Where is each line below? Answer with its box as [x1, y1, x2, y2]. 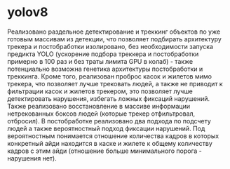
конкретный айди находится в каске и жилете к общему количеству [7, 139, 212, 147]
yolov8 [7, 4, 48, 20]
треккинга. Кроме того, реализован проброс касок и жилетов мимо [7, 72, 212, 81]
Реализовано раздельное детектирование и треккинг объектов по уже [7, 27, 221, 36]
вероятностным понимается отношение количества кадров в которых [7, 131, 219, 140]
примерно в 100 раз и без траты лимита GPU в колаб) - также [7, 57, 194, 65]
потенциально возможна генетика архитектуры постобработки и [7, 65, 203, 73]
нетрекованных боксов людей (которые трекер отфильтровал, [7, 109, 196, 118]
